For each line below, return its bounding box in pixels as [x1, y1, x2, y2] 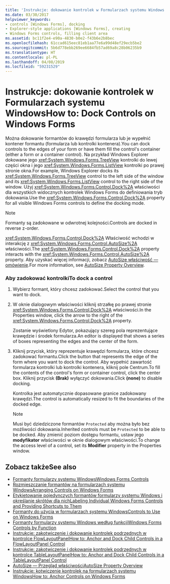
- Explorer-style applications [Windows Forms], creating [5, 26, 130, 32]
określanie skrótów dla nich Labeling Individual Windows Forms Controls [12, 498, 163, 504]
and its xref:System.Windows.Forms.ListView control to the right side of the [5, 178, 163, 185]
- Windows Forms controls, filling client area [5, 31, 108, 36]
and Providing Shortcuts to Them [12, 503, 82, 509]
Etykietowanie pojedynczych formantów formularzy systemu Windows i [12, 493, 162, 499]
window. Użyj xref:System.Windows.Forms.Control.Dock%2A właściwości [5, 184, 160, 190]
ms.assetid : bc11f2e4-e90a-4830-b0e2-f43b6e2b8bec [5, 36, 115, 41]
